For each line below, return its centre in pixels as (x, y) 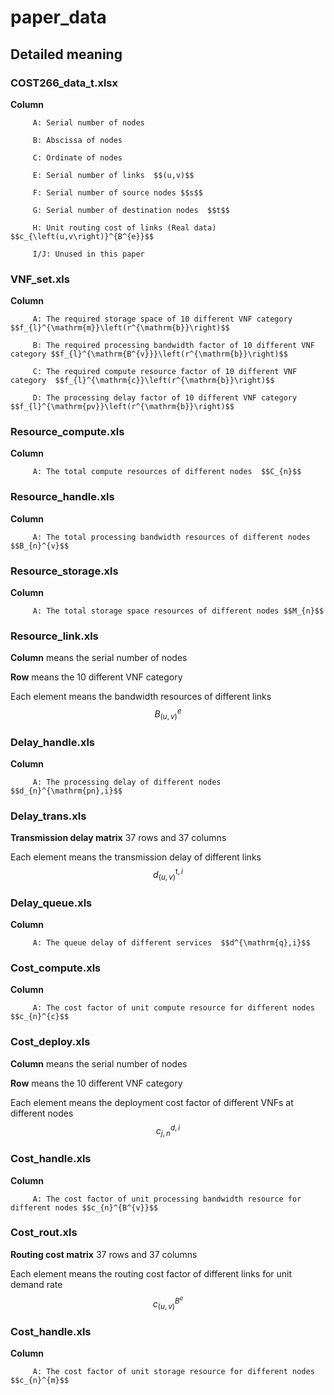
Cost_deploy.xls (50, 1042)
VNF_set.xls (40, 279)
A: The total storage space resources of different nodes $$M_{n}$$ (178, 611)
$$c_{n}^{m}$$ (40, 1381)
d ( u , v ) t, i (168, 875)
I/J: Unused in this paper (88, 254)
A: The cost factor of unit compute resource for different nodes (173, 1008)
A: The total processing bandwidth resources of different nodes (171, 537)
